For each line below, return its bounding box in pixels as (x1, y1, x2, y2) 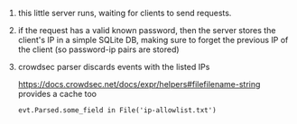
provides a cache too (17, 89, 97, 99)
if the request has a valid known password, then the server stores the (17, 25, 276, 35)
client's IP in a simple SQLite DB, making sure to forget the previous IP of (17, 35, 289, 45)
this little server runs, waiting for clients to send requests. (17, 8, 232, 18)
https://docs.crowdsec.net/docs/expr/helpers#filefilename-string (17, 79, 261, 89)
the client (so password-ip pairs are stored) (17, 44, 180, 55)
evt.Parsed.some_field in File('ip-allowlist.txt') (17, 106, 217, 115)
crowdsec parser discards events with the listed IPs (17, 62, 210, 72)
